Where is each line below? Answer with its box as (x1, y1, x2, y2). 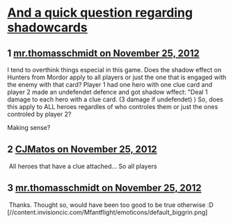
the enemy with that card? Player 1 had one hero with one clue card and (7, 81, 213, 88)
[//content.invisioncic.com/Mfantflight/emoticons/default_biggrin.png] (7, 208, 208, 216)
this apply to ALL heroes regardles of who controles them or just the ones (7, 103, 218, 110)
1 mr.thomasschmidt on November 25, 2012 (7, 47, 200, 59)
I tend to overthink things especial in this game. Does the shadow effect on (7, 66, 222, 74)
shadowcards (7, 19, 88, 35)
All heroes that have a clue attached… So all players (8, 162, 158, 170)
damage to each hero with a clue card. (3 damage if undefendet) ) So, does (7, 95, 224, 104)
